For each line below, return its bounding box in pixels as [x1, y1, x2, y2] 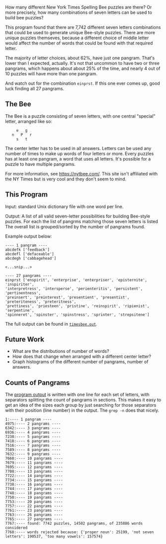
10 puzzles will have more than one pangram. [5, 71, 98, 76]
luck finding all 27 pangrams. [5, 86, 64, 91]
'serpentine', [5, 308, 35, 313]
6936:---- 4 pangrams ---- [5, 430, 61, 435]
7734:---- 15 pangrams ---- [5, 478, 63, 483]
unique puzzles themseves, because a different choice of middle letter [5, 35, 149, 41]
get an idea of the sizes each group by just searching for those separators [5, 402, 157, 408]
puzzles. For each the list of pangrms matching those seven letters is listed [5, 218, 159, 224]
